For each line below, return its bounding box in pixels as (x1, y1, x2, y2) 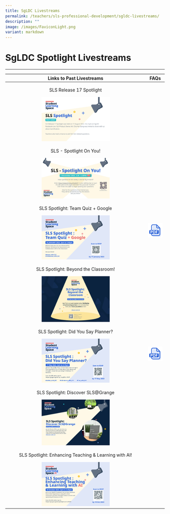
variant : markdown (5, 29, 44, 35)
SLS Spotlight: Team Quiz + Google (38, 205, 112, 211)
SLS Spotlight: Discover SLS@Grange (36, 390, 115, 396)
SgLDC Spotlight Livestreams (5, 52, 132, 63)
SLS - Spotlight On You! (50, 148, 101, 154)
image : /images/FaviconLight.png (5, 24, 76, 29)
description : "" (5, 19, 39, 24)
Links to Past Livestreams (48, 75, 104, 81)
